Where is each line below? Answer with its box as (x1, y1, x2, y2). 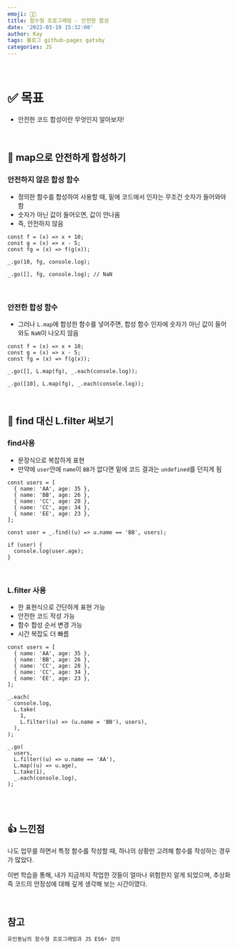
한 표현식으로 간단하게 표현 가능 (17, 602, 105, 611)
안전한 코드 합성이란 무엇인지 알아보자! (17, 115, 124, 123)
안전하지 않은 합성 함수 (7, 175, 80, 185)
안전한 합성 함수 (7, 302, 58, 312)
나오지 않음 (48, 328, 80, 337)
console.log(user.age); (13, 547, 84, 555)
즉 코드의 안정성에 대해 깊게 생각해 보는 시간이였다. (7, 879, 148, 888)
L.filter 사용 (7, 585, 46, 595)
